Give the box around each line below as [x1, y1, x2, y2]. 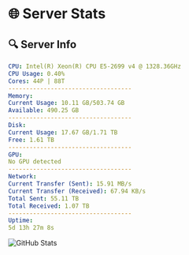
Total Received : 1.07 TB [8, 202, 90, 210]
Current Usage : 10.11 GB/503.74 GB [8, 99, 125, 107]
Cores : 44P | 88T [8, 77, 65, 85]
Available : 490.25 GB [8, 107, 80, 114]
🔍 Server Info [8, 37, 77, 51]
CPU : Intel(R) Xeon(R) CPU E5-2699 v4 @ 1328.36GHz [8, 62, 181, 70]
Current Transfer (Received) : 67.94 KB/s [8, 187, 146, 195]
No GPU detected [8, 158, 61, 166]
